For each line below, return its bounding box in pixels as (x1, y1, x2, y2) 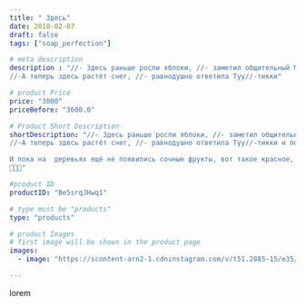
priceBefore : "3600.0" (9, 105, 95, 114)
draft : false (9, 30, 59, 39)
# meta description (9, 55, 84, 64)
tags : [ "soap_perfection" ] (9, 38, 112, 48)
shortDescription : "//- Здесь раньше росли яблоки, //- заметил (9, 130, 258, 139)
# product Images (9, 229, 75, 239)
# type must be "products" (9, 204, 112, 213)
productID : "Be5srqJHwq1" (9, 188, 107, 197)
